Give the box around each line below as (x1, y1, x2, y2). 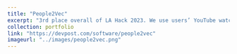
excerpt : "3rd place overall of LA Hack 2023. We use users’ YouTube (7, 17, 217, 24)
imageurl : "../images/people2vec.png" (7, 36, 121, 43)
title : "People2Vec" (7, 10, 68, 18)
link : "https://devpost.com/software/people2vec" (7, 29, 157, 37)
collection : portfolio (7, 23, 74, 30)
